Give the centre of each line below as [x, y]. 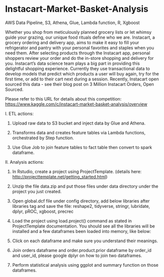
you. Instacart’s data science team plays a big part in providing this [72, 63]
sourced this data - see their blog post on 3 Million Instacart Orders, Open [80, 84]
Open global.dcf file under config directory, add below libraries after [81, 201]
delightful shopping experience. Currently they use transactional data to [78, 68]
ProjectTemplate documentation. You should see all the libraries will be [83, 226]
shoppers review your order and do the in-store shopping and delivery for [80, 58]
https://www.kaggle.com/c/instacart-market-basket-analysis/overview [76, 104]
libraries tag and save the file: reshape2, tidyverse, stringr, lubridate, [81, 206]
